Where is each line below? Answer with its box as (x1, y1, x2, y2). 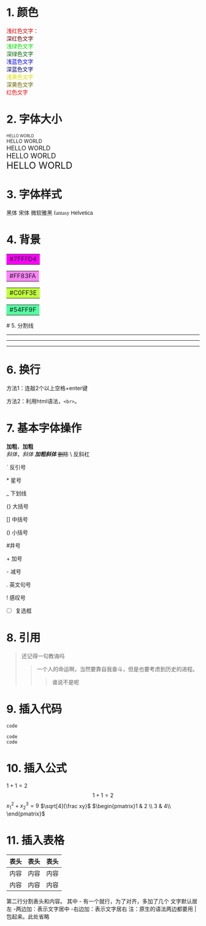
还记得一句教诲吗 (21, 652, 65, 659)
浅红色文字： (6, 27, 39, 34)
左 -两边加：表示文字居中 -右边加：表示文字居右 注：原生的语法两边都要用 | (6, 905, 197, 912)
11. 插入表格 (6, 833, 65, 847)
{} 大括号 (6, 502, 29, 510)
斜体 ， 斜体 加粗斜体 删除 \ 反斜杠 (6, 450, 90, 457)
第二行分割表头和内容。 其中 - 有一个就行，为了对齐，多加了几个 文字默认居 (6, 897, 198, 905)
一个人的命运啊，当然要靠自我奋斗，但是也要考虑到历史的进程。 (36, 665, 198, 672)
